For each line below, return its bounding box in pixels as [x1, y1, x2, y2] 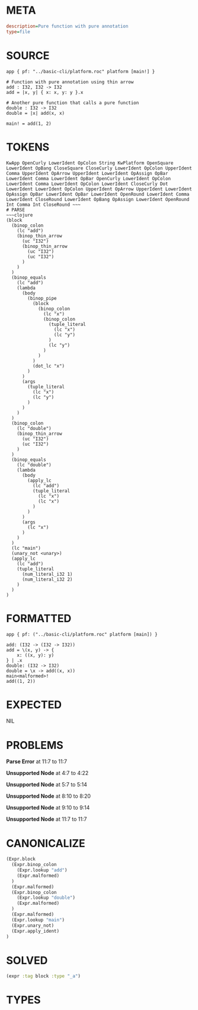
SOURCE [6, 49, 50, 62]
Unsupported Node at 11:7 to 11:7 [6, 815, 87, 823]
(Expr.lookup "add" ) [17, 867, 68, 873]
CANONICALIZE [6, 836, 86, 850]
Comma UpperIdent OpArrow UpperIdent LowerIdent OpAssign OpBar [6, 170, 168, 176]
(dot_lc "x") [32, 363, 65, 369]
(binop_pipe [27, 295, 58, 301]
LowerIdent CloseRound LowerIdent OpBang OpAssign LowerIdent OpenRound [6, 196, 190, 202]
